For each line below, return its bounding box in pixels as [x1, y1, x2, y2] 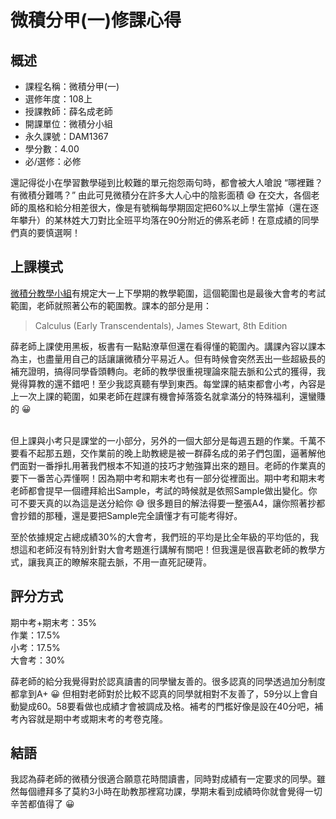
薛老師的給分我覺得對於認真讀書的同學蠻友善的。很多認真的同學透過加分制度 [10, 675, 326, 687]
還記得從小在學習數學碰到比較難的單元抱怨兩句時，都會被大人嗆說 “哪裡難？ [10, 177, 324, 188]
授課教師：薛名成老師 [24, 106, 113, 117]
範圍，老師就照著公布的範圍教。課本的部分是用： [10, 299, 212, 311]
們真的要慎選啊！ [10, 227, 81, 238]
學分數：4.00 [24, 143, 80, 155]
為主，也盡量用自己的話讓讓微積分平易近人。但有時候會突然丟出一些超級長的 [10, 352, 326, 365]
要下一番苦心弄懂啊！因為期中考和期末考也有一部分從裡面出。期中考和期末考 [10, 472, 326, 484]
